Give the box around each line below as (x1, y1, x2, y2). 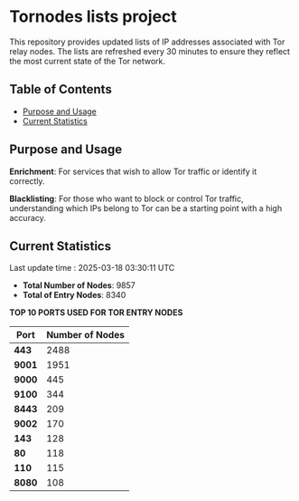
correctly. (9, 175, 45, 187)
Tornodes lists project (9, 6, 178, 27)
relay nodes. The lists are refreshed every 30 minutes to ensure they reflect (9, 45, 291, 56)
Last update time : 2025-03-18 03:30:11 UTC (9, 263, 175, 274)
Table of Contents (9, 82, 113, 97)
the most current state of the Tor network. (9, 55, 165, 66)
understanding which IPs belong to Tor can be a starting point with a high (9, 202, 283, 214)
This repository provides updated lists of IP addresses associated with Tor (9, 36, 285, 47)
